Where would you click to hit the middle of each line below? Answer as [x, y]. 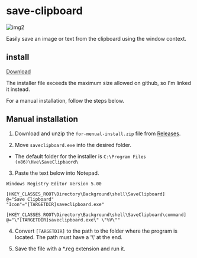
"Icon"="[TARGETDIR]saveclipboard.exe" [55, 204]
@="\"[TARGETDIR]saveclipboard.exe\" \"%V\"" [63, 220]
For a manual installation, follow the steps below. [65, 100]
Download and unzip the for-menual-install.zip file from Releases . [98, 133]
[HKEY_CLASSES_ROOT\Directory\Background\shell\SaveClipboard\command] [96, 215]
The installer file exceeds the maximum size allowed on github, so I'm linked [98, 83]
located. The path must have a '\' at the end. [69, 237]
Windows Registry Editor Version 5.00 [54, 184]
